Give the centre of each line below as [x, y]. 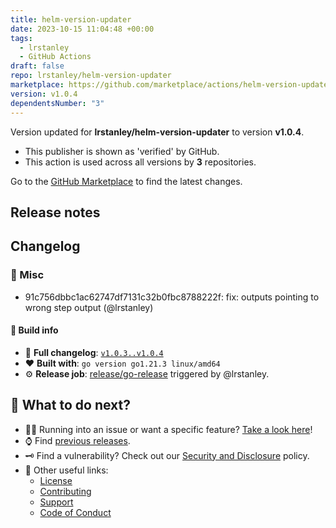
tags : [21, 38]
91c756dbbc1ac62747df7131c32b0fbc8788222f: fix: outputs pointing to [172, 297]
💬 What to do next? [70, 405]
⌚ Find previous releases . [77, 440]
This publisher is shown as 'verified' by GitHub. [122, 151]
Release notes [55, 212]
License [56, 480]
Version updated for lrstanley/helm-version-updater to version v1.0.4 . [157, 132]
